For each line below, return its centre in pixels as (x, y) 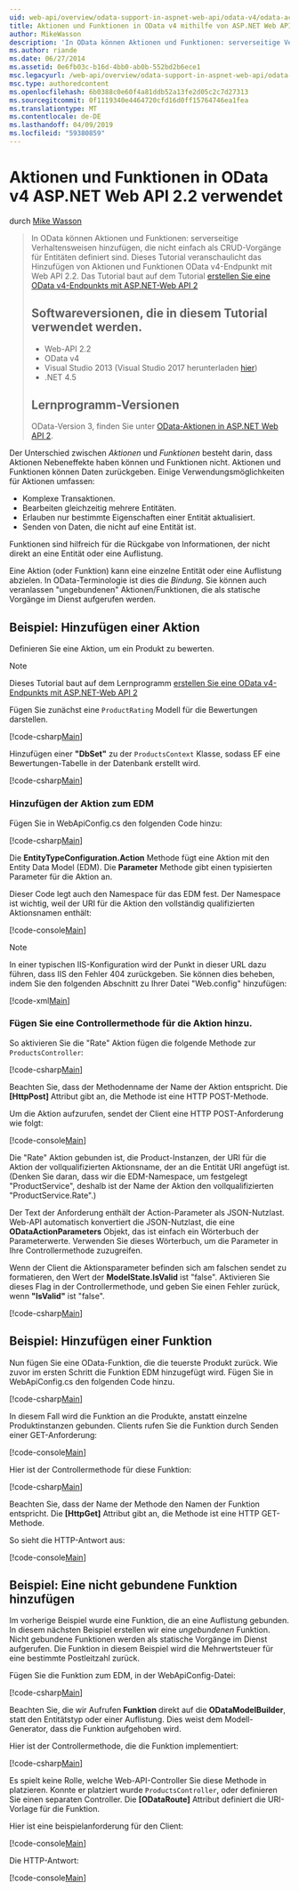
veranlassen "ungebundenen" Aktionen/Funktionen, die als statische (135, 590)
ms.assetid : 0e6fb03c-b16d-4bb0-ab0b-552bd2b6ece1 (105, 68)
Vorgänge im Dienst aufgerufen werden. (83, 599)
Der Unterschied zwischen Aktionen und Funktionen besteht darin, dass (141, 453)
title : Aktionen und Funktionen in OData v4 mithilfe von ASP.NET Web (143, 26)
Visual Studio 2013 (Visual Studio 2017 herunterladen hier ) (151, 368)
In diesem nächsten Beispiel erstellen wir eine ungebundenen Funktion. (140, 1630)
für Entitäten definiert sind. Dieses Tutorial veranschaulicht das (146, 257)
